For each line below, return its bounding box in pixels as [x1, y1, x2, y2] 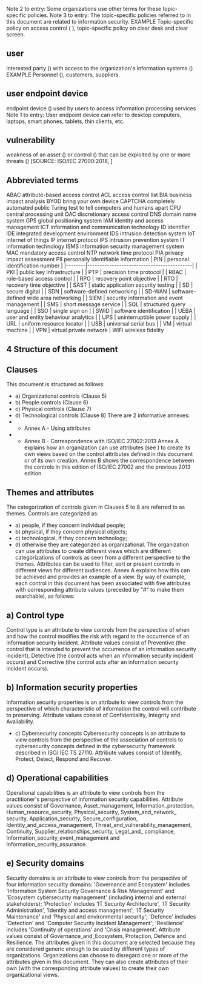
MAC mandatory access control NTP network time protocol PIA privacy [6, 249, 184, 256]
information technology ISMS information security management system [6, 243, 185, 250]
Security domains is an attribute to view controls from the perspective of [6, 874, 187, 882]
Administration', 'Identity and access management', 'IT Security [6, 906, 165, 914]
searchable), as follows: [15, 592, 75, 600]
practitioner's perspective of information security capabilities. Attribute [6, 795, 184, 803]
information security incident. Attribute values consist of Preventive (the [6, 639, 186, 646]
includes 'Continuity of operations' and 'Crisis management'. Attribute [6, 926, 181, 933]
